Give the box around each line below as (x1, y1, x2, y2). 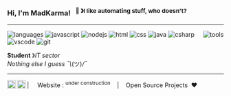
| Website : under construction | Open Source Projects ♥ (27, 80, 198, 89)
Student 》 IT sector (7, 51, 60, 59)
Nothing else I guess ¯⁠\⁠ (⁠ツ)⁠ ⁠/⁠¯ (7, 59, 87, 67)
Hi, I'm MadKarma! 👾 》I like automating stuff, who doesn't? (7, 7, 187, 18)
